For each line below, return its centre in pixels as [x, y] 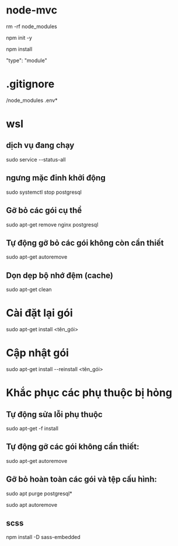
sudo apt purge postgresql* [39, 493]
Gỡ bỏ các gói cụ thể [44, 210]
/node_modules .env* [32, 100]
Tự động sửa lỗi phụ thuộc [55, 414]
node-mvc [32, 10]
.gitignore [30, 84]
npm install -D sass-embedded [43, 537]
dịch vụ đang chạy [40, 145]
